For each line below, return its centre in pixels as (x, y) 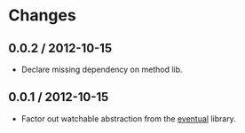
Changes (42, 16)
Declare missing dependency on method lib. (102, 69)
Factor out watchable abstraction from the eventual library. (128, 118)
